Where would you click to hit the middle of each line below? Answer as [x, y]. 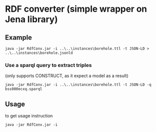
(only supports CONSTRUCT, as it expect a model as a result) [67, 76]
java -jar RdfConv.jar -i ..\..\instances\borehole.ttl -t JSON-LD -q [78, 85]
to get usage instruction [29, 116]
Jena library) [31, 19]
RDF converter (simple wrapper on [76, 9]
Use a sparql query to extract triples [49, 65]
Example [19, 37]
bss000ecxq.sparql [24, 89]
